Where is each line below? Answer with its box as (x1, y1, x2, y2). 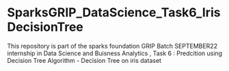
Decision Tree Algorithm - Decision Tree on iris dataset (7, 56, 162, 64)
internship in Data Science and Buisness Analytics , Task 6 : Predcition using (7, 49, 223, 57)
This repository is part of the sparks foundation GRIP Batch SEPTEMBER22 (7, 42, 217, 50)
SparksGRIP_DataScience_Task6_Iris (7, 5, 221, 20)
